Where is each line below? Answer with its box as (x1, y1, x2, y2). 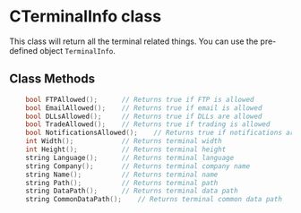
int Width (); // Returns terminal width (25, 137, 222, 146)
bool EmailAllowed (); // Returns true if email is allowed (25, 103, 262, 113)
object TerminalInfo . (39, 45, 116, 55)
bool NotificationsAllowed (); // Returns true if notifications (25, 128, 282, 138)
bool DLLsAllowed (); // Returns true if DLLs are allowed (25, 112, 262, 121)
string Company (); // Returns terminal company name (25, 161, 251, 171)
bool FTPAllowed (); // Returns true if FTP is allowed (25, 95, 254, 104)
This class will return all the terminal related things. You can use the (9, 36, 259, 47)
